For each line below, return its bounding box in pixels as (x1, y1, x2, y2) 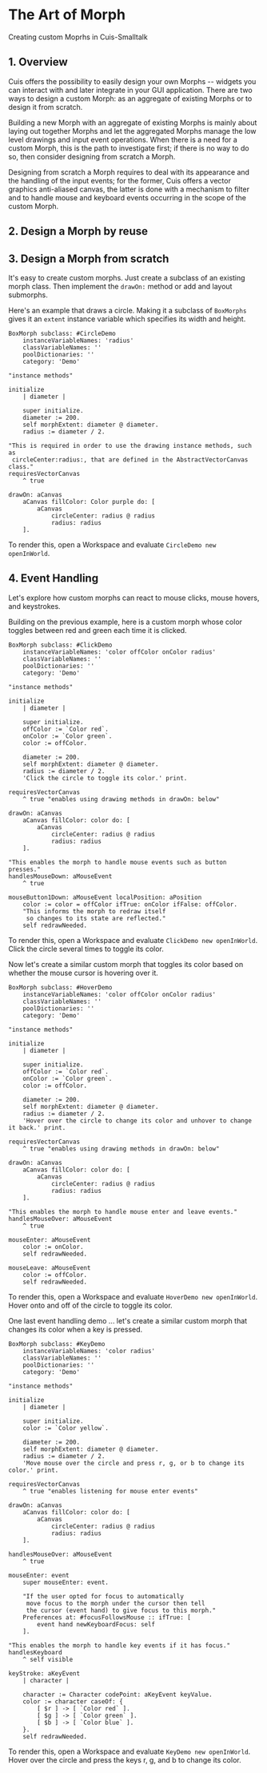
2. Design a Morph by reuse (8, 224, 148, 238)
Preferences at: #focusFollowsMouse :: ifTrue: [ (22, 1613, 192, 1622)
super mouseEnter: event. (22, 1578, 110, 1586)
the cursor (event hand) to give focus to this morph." (26, 1606, 217, 1614)
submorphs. (8, 290, 48, 300)
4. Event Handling (8, 571, 98, 586)
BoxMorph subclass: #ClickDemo (8, 641, 113, 649)
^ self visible (22, 1655, 74, 1663)
